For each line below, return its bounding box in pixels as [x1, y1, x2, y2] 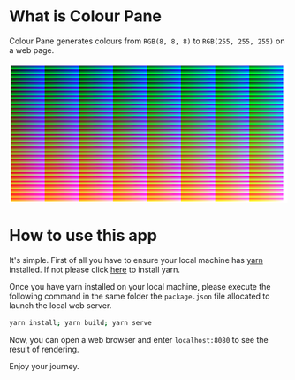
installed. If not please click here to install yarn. [9, 264, 181, 275]
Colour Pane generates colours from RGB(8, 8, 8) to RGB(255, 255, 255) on [9, 35, 285, 46]
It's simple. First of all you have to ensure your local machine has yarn [9, 255, 263, 266]
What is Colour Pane [9, 6, 162, 27]
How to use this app [9, 226, 157, 245]
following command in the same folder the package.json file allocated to [9, 291, 270, 302]
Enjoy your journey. [9, 361, 79, 372]
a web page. [9, 44, 55, 55]
